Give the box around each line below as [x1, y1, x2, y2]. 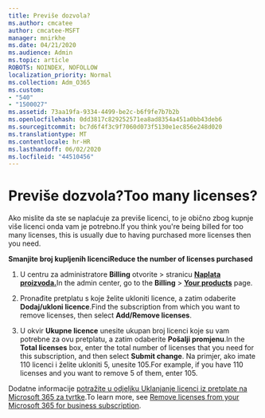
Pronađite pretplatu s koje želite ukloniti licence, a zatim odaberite [19, 294, 236, 303]
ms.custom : [8, 85, 45, 94]
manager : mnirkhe [8, 34, 66, 42]
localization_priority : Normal [8, 71, 112, 79]
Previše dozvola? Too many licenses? [8, 187, 258, 205]
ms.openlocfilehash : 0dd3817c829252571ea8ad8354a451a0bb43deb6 [8, 116, 223, 124]
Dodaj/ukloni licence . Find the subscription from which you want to [19, 302, 240, 312]
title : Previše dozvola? [8, 11, 91, 20]
